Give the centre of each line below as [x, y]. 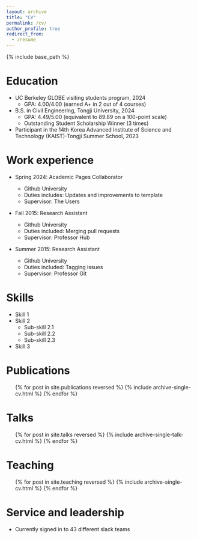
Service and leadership [65, 512]
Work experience [50, 160]
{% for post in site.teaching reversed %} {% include [79, 482]
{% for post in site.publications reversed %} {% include [83, 387]
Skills [20, 298]
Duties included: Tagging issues [63, 267]
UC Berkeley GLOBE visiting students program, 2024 [80, 97]
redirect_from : [25, 34]
